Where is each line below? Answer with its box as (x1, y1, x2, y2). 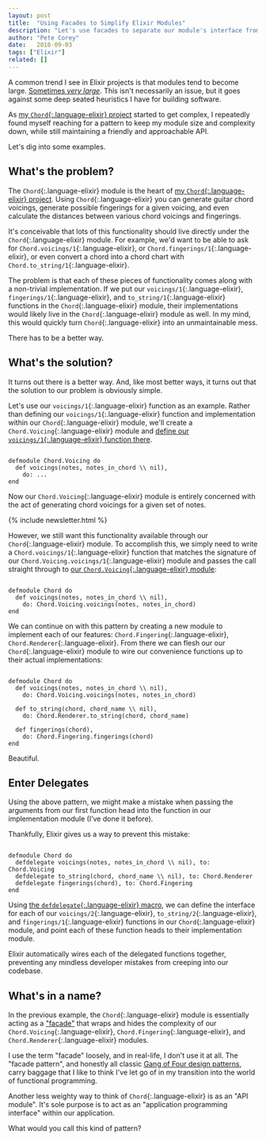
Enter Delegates (8, 776, 89, 789)
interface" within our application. (8, 1109, 115, 1118)
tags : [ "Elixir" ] (8, 48, 66, 56)
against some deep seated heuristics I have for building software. (8, 94, 222, 104)
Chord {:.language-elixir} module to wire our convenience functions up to (8, 647, 243, 656)
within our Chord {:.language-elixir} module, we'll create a (8, 418, 193, 427)
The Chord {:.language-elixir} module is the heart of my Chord (8, 185, 205, 195)
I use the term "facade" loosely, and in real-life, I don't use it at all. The (8, 1051, 239, 1060)
